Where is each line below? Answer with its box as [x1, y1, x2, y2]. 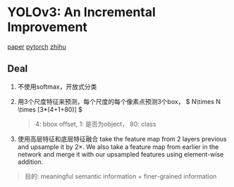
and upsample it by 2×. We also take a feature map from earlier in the [17, 142, 219, 151]
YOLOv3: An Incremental [7, 4, 156, 20]
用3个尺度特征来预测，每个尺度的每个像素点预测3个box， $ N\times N [17, 97, 221, 105]
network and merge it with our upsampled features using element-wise [17, 150, 224, 158]
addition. [17, 157, 44, 166]
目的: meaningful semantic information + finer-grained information [24, 172, 217, 180]
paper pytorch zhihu [7, 42, 66, 51]
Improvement [7, 19, 88, 35]
